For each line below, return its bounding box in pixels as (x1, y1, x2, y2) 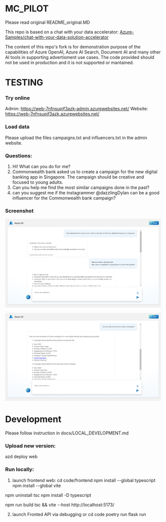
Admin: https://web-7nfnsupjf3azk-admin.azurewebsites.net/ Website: (5, 106, 148, 112)
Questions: (5, 152, 33, 159)
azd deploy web (5, 454, 38, 460)
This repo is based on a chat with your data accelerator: (5, 29, 119, 35)
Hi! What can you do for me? (12, 164, 71, 170)
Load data (5, 123, 30, 130)
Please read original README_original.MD (5, 19, 90, 25)
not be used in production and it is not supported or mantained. (5, 59, 134, 65)
